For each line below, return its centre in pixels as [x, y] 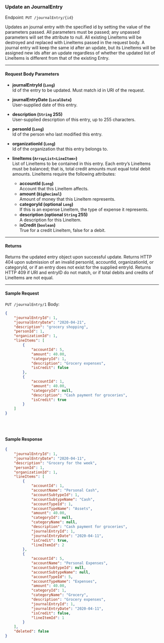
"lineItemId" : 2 [48, 545]
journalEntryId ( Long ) [33, 85]
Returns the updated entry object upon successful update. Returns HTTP [79, 257]
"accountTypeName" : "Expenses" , [64, 581]
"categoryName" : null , [54, 522]
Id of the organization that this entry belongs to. [60, 149]
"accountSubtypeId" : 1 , [55, 495]
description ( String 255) [37, 114]
